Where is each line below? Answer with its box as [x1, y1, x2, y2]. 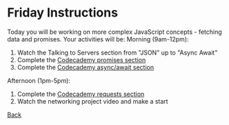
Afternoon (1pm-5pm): [7, 76, 71, 84]
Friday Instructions [7, 5, 119, 21]
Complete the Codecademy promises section [17, 55, 146, 64]
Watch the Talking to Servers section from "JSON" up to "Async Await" [17, 48, 218, 57]
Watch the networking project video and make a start [17, 97, 168, 105]
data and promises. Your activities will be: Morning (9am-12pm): [7, 35, 189, 43]
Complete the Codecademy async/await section [17, 63, 154, 71]
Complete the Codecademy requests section [17, 90, 145, 98]
